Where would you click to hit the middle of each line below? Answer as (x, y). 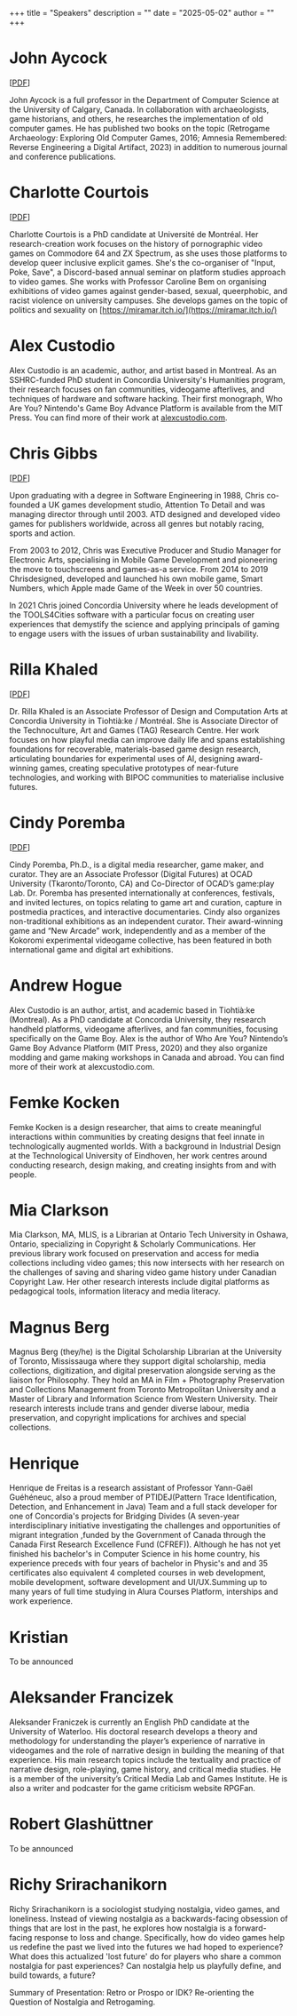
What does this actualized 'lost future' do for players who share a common (145, 1956)
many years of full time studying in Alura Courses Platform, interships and (144, 1592)
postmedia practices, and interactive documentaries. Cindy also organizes (145, 912)
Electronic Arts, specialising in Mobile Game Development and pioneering (143, 560)
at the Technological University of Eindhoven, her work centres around (138, 1155)
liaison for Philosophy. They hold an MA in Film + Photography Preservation (147, 1380)
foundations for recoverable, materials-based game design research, (135, 749)
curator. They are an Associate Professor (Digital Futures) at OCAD (131, 873)
